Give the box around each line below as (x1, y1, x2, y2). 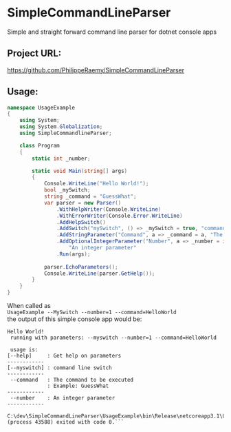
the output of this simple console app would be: (7, 315, 142, 323)
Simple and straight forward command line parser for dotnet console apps (7, 28, 217, 36)
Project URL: (7, 48, 62, 59)
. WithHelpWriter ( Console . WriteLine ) (56, 205, 162, 213)
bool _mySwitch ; (43, 187, 91, 194)
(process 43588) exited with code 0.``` (7, 419, 125, 426)
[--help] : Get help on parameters (7, 353, 122, 360)
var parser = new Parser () (43, 199, 122, 206)
